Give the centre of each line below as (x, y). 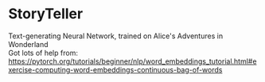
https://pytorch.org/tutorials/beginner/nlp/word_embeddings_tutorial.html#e (132, 61)
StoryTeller (46, 14)
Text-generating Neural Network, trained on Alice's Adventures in (116, 36)
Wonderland (29, 44)
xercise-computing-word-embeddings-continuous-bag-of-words (115, 69)
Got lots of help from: (43, 53)
